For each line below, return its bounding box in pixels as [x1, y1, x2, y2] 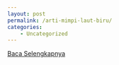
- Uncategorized [20, 30, 69, 37]
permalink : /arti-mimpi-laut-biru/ [7, 17, 113, 24]
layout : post [7, 10, 46, 18]
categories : [7, 23, 42, 30]
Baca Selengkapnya [7, 49, 66, 58]
